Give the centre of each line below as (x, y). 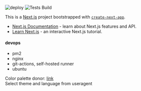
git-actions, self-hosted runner (43, 64)
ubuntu (19, 69)
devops (13, 43)
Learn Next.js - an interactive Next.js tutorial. (57, 31)
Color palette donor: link (29, 78)
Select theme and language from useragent (49, 84)
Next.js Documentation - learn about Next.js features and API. (74, 26)
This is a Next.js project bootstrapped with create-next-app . (65, 17)
